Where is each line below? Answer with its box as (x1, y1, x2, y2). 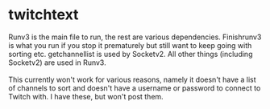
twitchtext (8, 6, 79, 24)
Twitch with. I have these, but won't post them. (8, 91, 164, 101)
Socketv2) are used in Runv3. (8, 58, 106, 67)
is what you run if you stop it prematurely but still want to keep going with (8, 40, 252, 50)
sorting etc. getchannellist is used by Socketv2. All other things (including (8, 49, 253, 59)
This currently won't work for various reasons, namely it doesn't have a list (8, 75, 256, 84)
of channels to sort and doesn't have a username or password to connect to (8, 83, 261, 93)
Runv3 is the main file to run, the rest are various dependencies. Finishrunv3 (8, 32, 262, 42)
